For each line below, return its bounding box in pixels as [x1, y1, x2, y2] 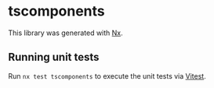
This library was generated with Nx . [8, 28, 123, 37]
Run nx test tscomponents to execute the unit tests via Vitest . [8, 71, 206, 80]
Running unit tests [8, 51, 100, 64]
